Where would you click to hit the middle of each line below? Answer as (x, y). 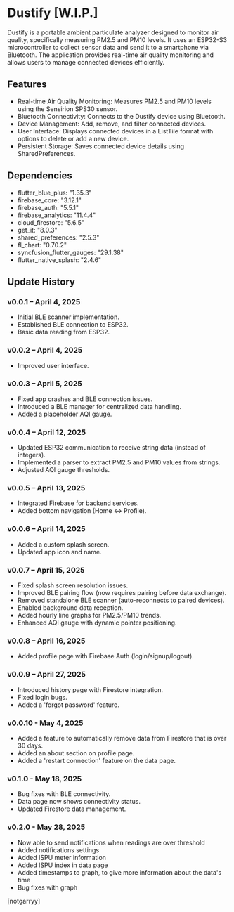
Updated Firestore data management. (72, 809)
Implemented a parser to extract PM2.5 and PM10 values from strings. (119, 462)
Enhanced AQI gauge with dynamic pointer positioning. (97, 623)
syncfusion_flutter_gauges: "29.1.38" (71, 252)
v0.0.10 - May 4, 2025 (45, 723)
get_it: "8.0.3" (37, 230)
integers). (31, 455)
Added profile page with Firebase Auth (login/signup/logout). (106, 656)
